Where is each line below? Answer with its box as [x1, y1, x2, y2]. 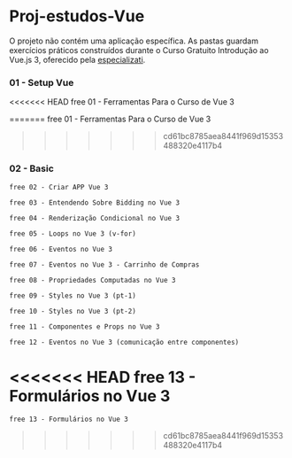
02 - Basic [9, 162, 55, 175]
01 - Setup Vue [9, 76, 74, 89]
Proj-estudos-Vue [9, 6, 145, 27]
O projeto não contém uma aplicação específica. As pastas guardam [9, 35, 259, 46]
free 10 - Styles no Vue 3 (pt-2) [9, 307, 137, 315]
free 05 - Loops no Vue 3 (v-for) [9, 229, 137, 238]
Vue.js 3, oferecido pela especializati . [9, 54, 146, 65]
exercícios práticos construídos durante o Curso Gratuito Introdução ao [9, 44, 269, 55]
